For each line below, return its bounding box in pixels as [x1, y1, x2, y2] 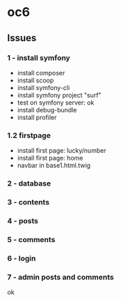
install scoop [17, 76, 54, 84]
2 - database [7, 179, 51, 188]
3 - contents [7, 197, 50, 207]
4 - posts [7, 216, 39, 225]
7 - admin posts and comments [7, 272, 114, 282]
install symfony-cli [17, 83, 70, 91]
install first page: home [17, 154, 83, 163]
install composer [17, 68, 65, 77]
